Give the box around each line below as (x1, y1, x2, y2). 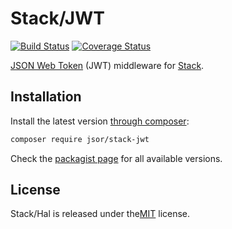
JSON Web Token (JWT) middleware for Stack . (10, 59, 205, 71)
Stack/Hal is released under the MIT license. (10, 208, 191, 220)
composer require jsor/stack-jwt (10, 134, 150, 144)
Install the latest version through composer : (10, 115, 190, 127)
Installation (10, 88, 82, 106)
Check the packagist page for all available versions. (10, 152, 223, 164)
